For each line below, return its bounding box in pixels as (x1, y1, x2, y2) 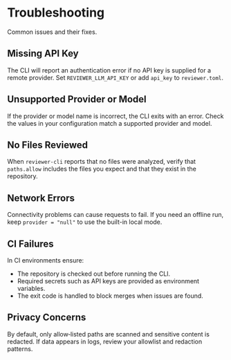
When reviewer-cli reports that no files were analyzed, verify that (7, 158, 196, 166)
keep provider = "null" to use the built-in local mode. (7, 218, 163, 226)
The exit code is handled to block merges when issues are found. (17, 292, 204, 300)
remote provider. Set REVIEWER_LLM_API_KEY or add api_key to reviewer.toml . (7, 73, 223, 82)
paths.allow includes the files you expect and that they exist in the (7, 164, 197, 173)
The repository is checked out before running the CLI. (17, 269, 171, 278)
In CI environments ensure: (7, 256, 84, 264)
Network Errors (7, 192, 75, 204)
